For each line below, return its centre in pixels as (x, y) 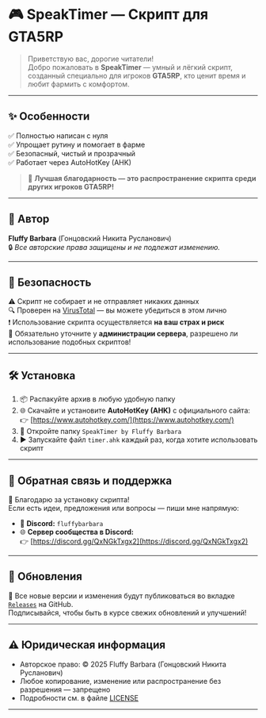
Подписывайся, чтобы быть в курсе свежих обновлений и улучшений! (127, 612)
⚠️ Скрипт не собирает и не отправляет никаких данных (104, 301)
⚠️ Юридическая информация (87, 645)
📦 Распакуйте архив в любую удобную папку (97, 399)
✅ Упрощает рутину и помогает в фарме (77, 144)
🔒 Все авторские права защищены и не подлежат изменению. (114, 247)
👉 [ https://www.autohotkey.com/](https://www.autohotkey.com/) (127, 420)
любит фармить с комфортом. (78, 84)
